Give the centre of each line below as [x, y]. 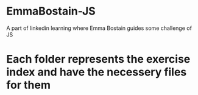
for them [28, 85]
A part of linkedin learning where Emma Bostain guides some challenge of [99, 28]
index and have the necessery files [97, 72]
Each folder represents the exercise [98, 59]
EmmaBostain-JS [51, 11]
